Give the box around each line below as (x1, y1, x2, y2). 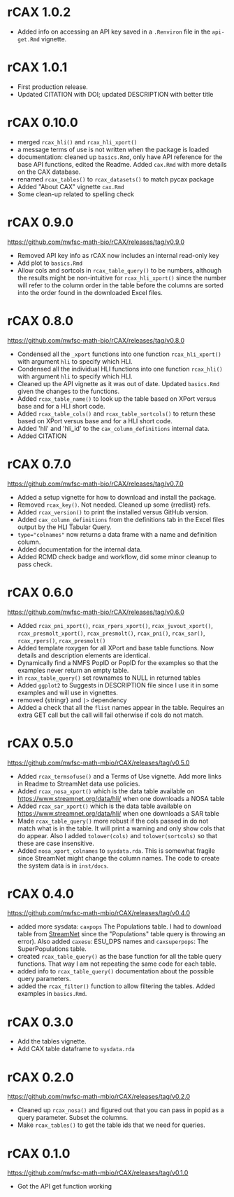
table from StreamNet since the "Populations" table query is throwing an (17, 930, 226, 938)
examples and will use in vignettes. (17, 688, 119, 697)
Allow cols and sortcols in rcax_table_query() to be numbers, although (17, 266, 222, 274)
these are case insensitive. (17, 839, 94, 847)
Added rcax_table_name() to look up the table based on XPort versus (17, 394, 217, 403)
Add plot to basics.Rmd (17, 259, 82, 267)
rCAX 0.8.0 (7, 313, 74, 329)
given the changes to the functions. (17, 387, 120, 395)
